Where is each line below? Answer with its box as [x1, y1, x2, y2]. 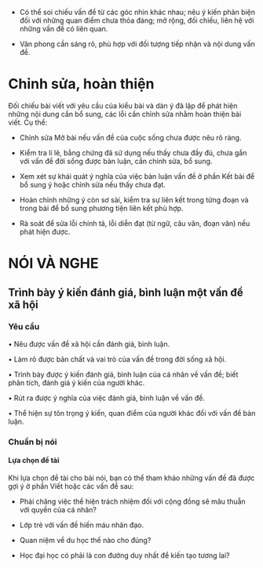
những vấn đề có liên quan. [19, 24, 108, 33]
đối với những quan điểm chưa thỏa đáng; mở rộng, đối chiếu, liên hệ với [19, 16, 254, 25]
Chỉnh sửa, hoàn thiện [8, 75, 155, 93]
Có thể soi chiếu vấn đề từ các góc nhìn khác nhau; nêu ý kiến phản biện [19, 8, 256, 16]
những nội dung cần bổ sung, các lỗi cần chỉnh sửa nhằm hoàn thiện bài [8, 109, 242, 118]
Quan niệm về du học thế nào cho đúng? [19, 535, 152, 544]
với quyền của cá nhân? [19, 504, 97, 514]
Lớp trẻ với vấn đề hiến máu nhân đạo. [19, 520, 144, 530]
